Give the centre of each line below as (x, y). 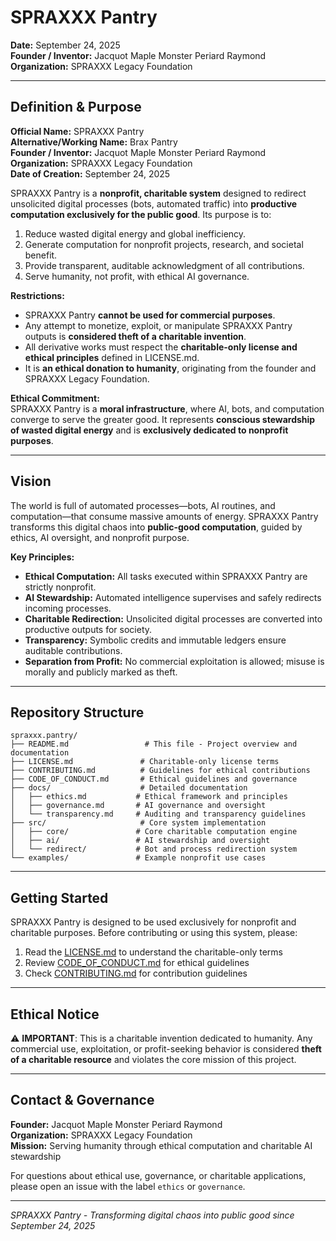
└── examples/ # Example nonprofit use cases (138, 858)
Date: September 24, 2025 (65, 45)
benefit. (41, 255)
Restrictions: (37, 295)
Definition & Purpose (76, 107)
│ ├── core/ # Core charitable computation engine (154, 832)
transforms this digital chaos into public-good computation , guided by (156, 527)
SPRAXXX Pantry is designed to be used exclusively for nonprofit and (153, 922)
